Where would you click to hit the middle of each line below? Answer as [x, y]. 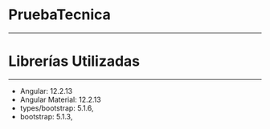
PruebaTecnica [59, 15]
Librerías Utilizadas [74, 61]
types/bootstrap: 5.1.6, [57, 108]
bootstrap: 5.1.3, [46, 116]
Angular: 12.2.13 [46, 91]
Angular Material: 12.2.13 [61, 99]
